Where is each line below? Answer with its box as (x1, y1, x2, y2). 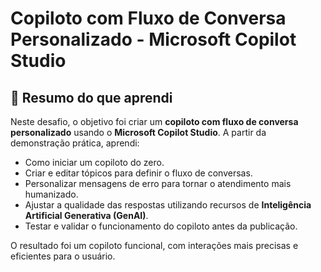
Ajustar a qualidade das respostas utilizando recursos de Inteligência (24, 199, 312, 211)
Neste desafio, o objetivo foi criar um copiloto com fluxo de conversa (10, 116, 299, 127)
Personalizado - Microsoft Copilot (10, 28, 297, 51)
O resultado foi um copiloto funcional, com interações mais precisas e (10, 240, 299, 251)
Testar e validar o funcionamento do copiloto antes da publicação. (24, 220, 298, 232)
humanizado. (24, 188, 79, 200)
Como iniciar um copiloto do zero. (24, 157, 165, 168)
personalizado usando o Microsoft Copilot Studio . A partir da (10, 127, 267, 138)
